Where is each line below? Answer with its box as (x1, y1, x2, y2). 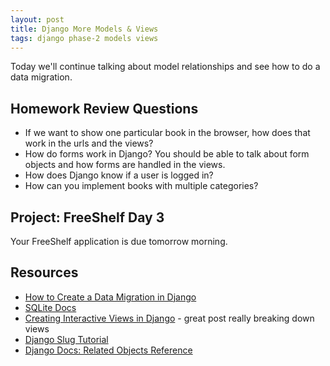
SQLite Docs (24, 301, 77, 313)
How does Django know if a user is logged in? (24, 169, 214, 181)
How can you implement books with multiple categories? (24, 180, 259, 192)
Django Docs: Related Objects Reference (24, 344, 193, 356)
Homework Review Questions (10, 100, 199, 117)
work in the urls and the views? (24, 137, 154, 150)
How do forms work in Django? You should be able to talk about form (24, 148, 310, 160)
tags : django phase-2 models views (10, 33, 159, 43)
